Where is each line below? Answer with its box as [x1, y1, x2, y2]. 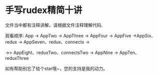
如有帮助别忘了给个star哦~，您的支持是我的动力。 [5, 65, 108, 71]
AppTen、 [119, 49, 140, 55]
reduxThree [5, 55, 29, 61]
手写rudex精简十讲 [5, 4, 82, 16]
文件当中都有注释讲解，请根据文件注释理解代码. [5, 22, 103, 28]
